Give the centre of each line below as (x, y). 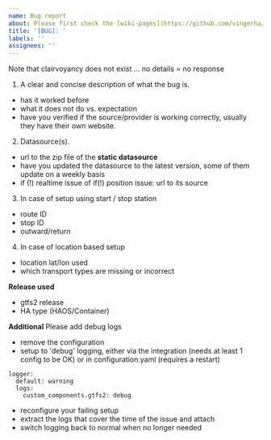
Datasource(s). (45, 141)
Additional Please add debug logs (65, 327)
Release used (31, 287)
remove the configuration (62, 342)
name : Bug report (38, 16)
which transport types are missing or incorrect (97, 271)
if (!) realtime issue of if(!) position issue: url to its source (114, 183)
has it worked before (54, 100)
